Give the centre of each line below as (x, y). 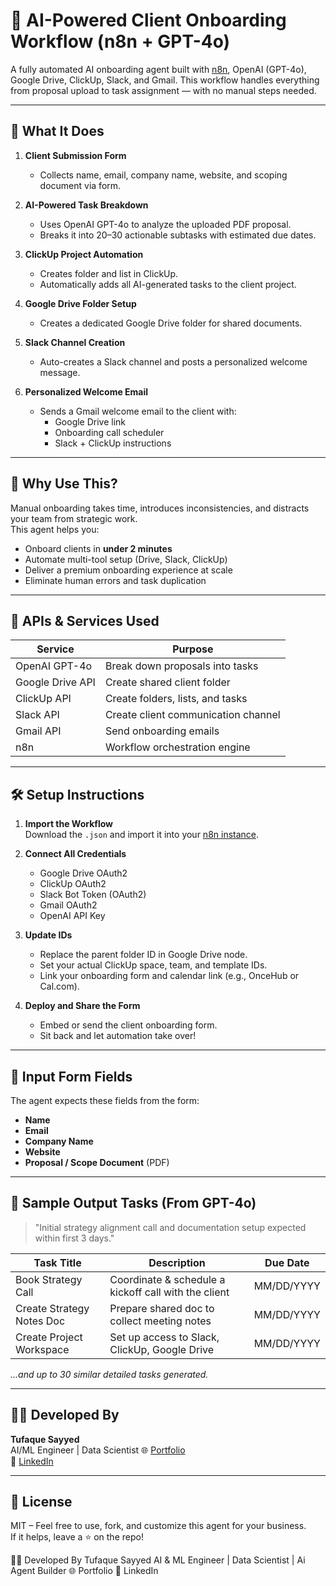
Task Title (57, 1262)
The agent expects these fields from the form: (105, 1100)
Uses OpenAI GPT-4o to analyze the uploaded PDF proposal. (165, 224)
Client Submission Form (75, 155)
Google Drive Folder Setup (80, 303)
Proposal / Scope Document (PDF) (97, 1162)
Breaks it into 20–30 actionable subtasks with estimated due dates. (178, 235)
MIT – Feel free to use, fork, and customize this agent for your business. (158, 1526)
